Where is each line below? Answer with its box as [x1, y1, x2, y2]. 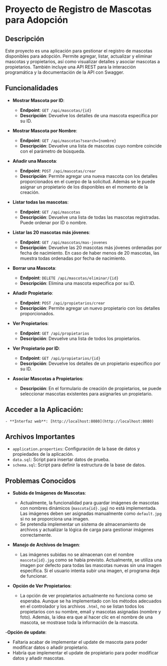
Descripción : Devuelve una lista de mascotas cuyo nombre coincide [20, 142, 162, 149]
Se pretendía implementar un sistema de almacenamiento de [20, 521, 146, 528]
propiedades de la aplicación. [12, 451, 74, 457]
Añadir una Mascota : [12, 158, 57, 164]
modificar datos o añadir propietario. [12, 644, 89, 650]
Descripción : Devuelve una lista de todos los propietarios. [20, 335, 141, 342]
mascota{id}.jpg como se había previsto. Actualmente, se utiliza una [20, 557, 162, 563]
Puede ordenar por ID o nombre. [20, 219, 88, 225]
